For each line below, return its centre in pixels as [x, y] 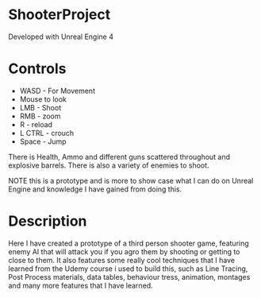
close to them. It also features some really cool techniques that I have [122, 260]
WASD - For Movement [57, 91]
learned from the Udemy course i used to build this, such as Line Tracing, [128, 269]
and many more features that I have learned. [81, 285]
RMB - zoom [40, 116]
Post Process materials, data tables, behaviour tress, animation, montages [129, 277]
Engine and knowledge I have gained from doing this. [95, 189]
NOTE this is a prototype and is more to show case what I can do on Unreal [131, 180]
